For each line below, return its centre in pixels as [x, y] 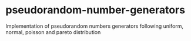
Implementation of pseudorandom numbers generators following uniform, [94, 26]
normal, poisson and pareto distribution [53, 32]
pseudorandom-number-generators [95, 10]
